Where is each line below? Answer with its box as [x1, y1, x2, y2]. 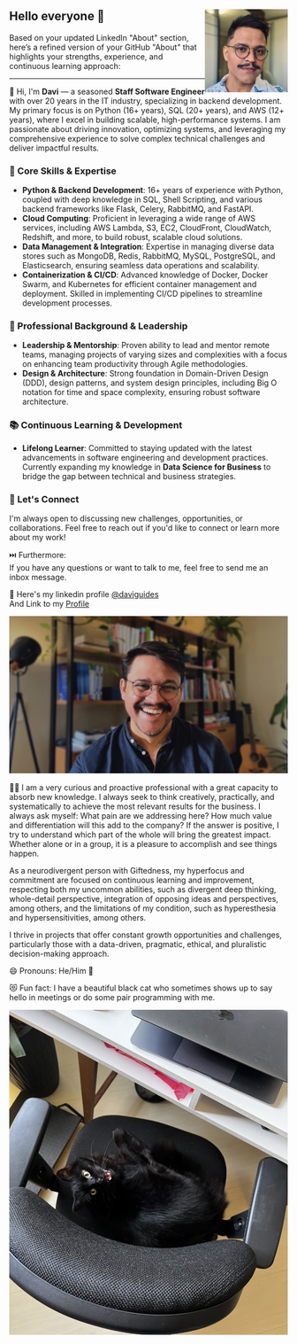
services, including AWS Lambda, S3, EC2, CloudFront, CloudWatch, [21, 222, 272, 233]
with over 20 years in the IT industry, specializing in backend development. [9, 95, 283, 106]
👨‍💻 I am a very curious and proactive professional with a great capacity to [9, 781, 278, 793]
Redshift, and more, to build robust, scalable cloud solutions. [21, 232, 243, 243]
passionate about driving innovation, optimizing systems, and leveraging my [9, 123, 286, 134]
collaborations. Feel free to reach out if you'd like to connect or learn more [9, 523, 280, 532]
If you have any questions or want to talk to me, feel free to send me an [9, 563, 269, 572]
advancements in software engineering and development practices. [21, 452, 269, 462]
